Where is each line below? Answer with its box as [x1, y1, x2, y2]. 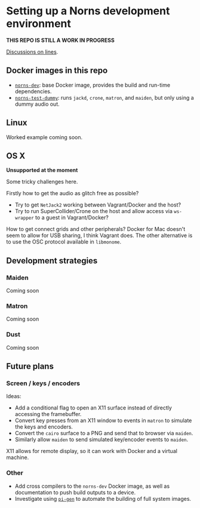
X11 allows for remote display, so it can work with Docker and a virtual [6, 448, 178, 455]
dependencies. [14, 88, 52, 95]
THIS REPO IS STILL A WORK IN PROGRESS [6, 36, 115, 44]
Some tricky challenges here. [6, 178, 78, 186]
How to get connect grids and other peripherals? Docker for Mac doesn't [6, 226, 186, 233]
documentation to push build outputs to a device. [14, 488, 136, 496]
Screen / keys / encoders [6, 379, 81, 387]
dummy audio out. [14, 100, 60, 107]
